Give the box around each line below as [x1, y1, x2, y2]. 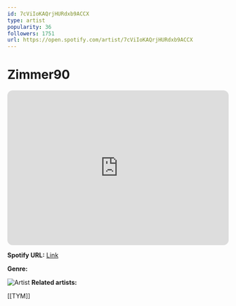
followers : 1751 [7, 30, 55, 37]
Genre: [7, 264, 28, 273]
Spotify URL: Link [7, 251, 59, 260]
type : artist [7, 17, 46, 24]
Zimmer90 [7, 67, 70, 83]
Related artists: [31, 279, 77, 287]
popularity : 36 [7, 23, 52, 30]
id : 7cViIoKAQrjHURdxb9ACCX [7, 10, 90, 18]
